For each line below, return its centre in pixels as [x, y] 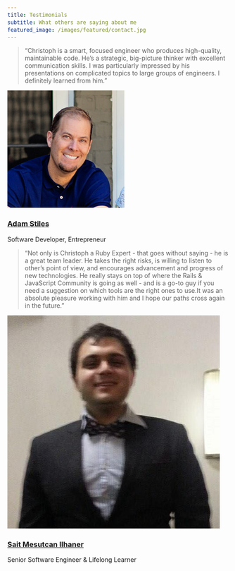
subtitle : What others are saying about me [72, 22]
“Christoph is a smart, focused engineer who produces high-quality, [123, 51]
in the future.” [44, 305]
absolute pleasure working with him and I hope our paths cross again [125, 298]
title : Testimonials [38, 15]
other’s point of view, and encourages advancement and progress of [124, 268]
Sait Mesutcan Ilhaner [46, 544]
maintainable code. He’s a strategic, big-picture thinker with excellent [125, 58]
